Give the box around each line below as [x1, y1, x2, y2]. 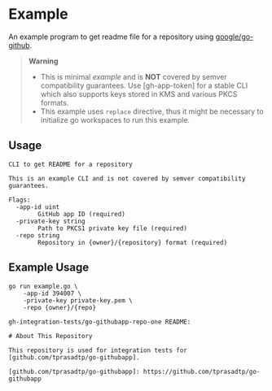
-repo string [15, 231, 60, 240]
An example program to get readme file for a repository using [8, 32, 214, 41]
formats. [40, 98, 69, 107]
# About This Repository [8, 332, 93, 340]
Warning [28, 56, 59, 66]
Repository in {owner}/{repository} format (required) [37, 238, 228, 246]
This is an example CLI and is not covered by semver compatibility [8, 174, 246, 183]
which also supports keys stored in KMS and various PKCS [40, 89, 238, 98]
